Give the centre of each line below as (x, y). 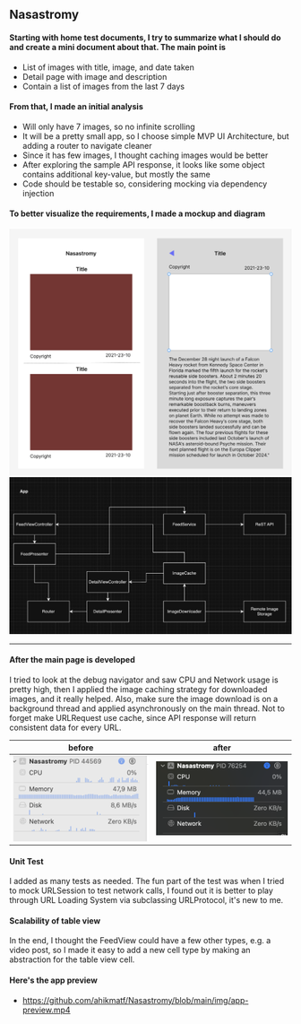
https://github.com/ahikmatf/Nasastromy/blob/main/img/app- (135, 1000)
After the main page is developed (73, 660)
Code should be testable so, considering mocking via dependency (145, 184)
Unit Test (26, 861)
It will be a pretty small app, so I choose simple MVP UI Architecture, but (155, 136)
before (81, 747)
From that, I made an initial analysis (76, 107)
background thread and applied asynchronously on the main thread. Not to (147, 708)
